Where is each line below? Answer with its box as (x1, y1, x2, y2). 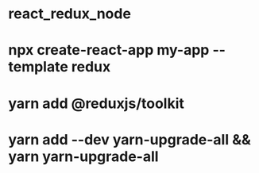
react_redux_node (8, 5, 131, 23)
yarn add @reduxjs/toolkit (8, 94, 185, 112)
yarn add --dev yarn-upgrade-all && (8, 130, 252, 148)
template (8, 58, 69, 76)
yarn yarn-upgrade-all (8, 148, 159, 165)
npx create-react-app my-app (8, 41, 210, 60)
